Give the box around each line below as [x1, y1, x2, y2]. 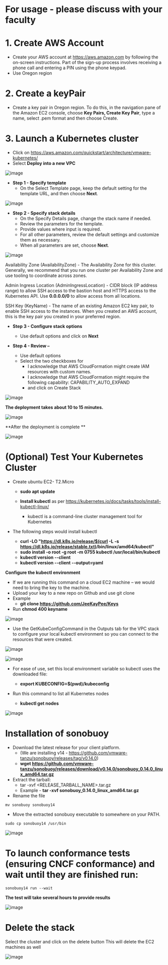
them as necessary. [20, 237, 61, 243]
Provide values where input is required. [20, 226, 102, 232]
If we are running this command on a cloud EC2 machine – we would [12, 579, 155, 585]
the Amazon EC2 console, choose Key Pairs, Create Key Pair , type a [12, 110, 155, 116]
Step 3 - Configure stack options [12, 323, 82, 329]
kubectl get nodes [20, 700, 59, 706]
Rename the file [12, 792, 45, 799]
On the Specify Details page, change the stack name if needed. [20, 215, 152, 221]
